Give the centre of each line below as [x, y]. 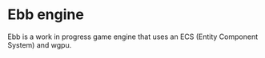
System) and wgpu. [40, 44]
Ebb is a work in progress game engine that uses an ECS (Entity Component [133, 37]
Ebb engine [46, 15]
